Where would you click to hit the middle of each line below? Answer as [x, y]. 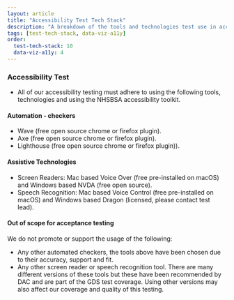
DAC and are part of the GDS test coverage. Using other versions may [117, 282]
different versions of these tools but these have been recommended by [119, 274]
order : [17, 40]
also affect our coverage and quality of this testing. [91, 289]
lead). [26, 207]
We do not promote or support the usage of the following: [90, 239]
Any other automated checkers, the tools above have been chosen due [119, 252]
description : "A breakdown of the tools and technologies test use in [112, 27]
